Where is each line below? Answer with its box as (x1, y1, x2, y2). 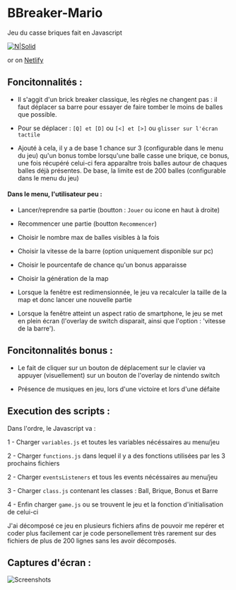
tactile (17, 131, 40, 139)
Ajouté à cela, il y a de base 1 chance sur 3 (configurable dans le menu (17, 144, 224, 152)
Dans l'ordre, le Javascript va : (7, 424, 96, 432)
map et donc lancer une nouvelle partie (17, 295, 132, 303)
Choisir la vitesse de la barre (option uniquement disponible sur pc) (17, 246, 214, 255)
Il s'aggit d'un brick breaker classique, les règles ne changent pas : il (17, 95, 218, 103)
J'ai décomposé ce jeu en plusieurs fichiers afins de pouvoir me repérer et (7, 521, 225, 530)
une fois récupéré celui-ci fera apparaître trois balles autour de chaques (17, 158, 228, 167)
